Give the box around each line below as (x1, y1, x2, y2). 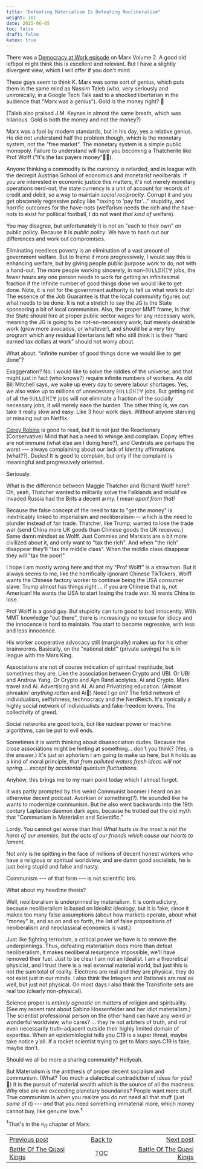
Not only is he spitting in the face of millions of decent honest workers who (6, 850, 193, 857)
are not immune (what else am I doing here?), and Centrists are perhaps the (6, 439, 195, 446)
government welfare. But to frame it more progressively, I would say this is (6, 253, 192, 260)
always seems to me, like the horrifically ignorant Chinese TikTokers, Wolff (6, 570, 192, 577)
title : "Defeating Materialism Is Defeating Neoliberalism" (6, 8, 161, 15)
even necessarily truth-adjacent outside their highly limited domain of (6, 1025, 179, 1032)
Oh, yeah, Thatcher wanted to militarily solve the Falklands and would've (6, 489, 187, 495)
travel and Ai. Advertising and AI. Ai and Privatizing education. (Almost (6, 683, 181, 690)
